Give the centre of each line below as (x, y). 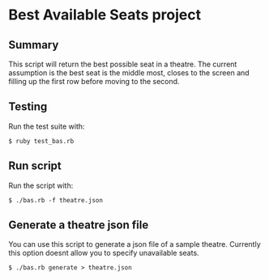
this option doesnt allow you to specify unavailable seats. (104, 253)
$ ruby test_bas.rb (41, 141)
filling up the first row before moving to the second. (94, 81)
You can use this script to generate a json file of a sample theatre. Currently (134, 244)
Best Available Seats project (105, 15)
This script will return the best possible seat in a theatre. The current (123, 64)
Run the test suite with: (47, 126)
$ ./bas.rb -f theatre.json (56, 200)
